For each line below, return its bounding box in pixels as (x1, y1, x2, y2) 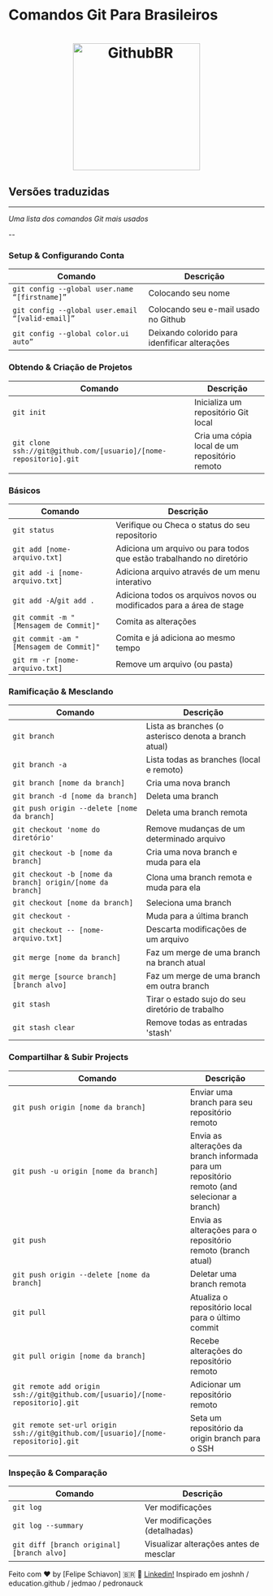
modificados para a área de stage (115, 599, 245, 611)
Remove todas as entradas (145, 1017, 248, 1028)
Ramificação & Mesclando (8, 686, 114, 697)
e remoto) (145, 764, 184, 776)
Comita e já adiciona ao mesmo (115, 632, 236, 643)
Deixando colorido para (148, 327, 238, 339)
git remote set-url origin (12, 1420, 117, 1429)
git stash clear (12, 1023, 76, 1032)
